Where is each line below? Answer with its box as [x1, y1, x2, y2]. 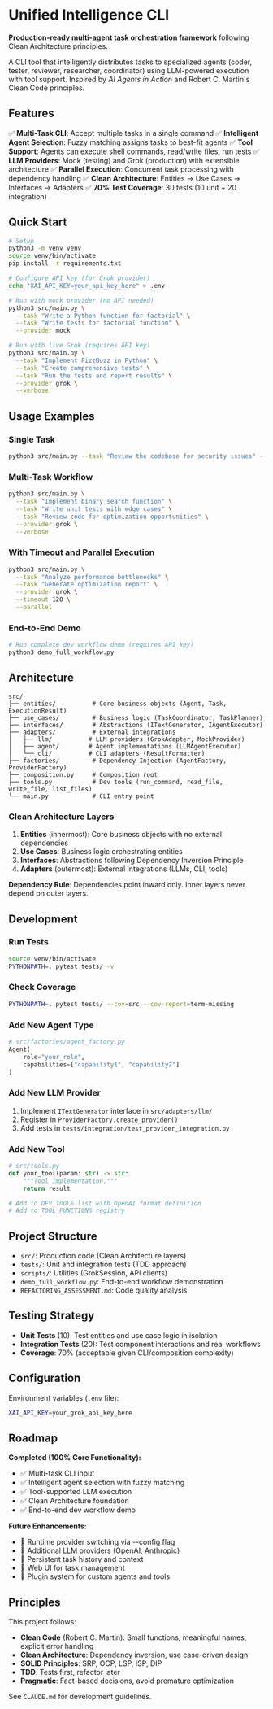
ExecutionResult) [8, 706, 67, 715]
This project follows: [8, 1617, 77, 1627]
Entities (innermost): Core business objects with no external [19, 830, 222, 839]
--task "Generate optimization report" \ [15, 580, 158, 589]
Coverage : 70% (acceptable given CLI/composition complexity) [19, 1348, 234, 1358]
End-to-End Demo [8, 622, 81, 634]
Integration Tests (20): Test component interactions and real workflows [19, 1339, 262, 1349]
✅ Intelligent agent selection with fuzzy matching [19, 1478, 185, 1488]
